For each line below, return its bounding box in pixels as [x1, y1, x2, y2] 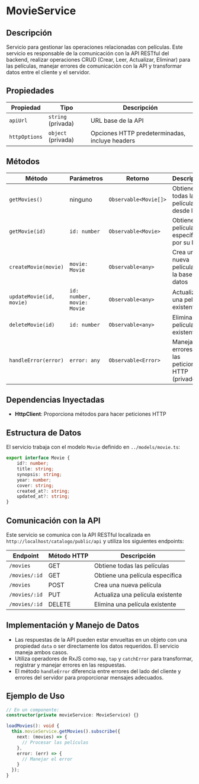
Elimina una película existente [94, 600, 176, 608]
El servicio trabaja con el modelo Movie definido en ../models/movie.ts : [6, 444, 181, 451]
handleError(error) [9, 357, 64, 364]
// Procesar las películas [21, 740, 89, 745]
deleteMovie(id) [9, 321, 55, 328]
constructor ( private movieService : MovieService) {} [6, 712, 139, 718]
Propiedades [6, 86, 54, 96]
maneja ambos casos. [14, 648, 69, 656]
